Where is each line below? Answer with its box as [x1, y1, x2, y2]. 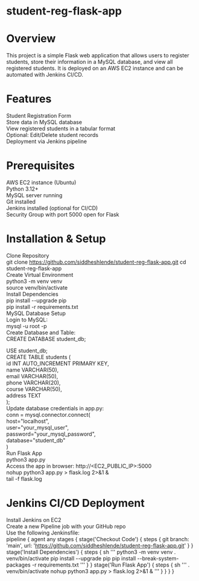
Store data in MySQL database [6, 119, 83, 126]
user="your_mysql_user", [6, 424, 69, 431]
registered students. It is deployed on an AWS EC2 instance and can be [6, 65, 184, 72]
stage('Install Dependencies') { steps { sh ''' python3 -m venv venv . [6, 548, 176, 556]
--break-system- [137, 554, 179, 562]
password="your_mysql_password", [6, 430, 96, 437]
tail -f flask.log [6, 475, 42, 482]
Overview [6, 32, 56, 46]
